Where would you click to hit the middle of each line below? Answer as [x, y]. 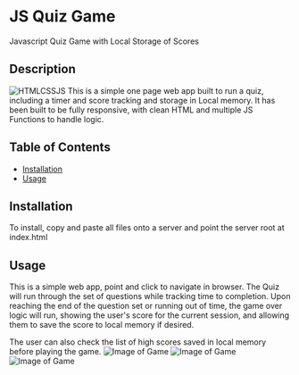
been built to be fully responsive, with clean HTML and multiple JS [131, 110]
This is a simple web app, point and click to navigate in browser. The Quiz [144, 287]
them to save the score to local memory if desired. [102, 325]
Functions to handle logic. [57, 119]
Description [42, 69]
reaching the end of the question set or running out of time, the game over [146, 306]
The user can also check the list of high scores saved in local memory [138, 342]
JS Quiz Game [62, 17]
